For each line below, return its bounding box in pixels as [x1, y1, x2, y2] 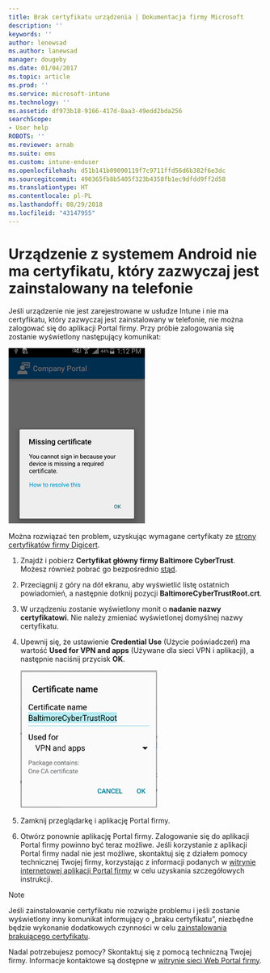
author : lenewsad [8, 39, 67, 47]
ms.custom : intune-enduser [8, 158, 99, 166]
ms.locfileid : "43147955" [8, 209, 95, 217]
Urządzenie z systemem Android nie [8, 245, 257, 263]
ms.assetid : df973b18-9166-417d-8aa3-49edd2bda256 [8, 107, 183, 115]
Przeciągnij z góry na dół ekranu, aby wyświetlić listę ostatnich [19, 579, 230, 589]
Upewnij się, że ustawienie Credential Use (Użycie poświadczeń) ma [19, 637, 251, 647]
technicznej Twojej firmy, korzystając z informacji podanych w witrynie [19, 857, 256, 866]
